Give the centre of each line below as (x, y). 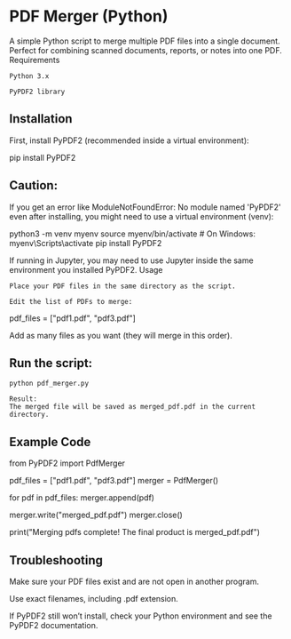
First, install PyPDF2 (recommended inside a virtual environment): (130, 140)
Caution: (34, 185)
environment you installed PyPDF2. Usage (86, 269)
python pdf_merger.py (49, 384)
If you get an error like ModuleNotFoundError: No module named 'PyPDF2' (145, 207)
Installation (41, 119)
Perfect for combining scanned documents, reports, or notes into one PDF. (145, 50)
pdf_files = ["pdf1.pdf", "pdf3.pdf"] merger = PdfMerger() (114, 481)
